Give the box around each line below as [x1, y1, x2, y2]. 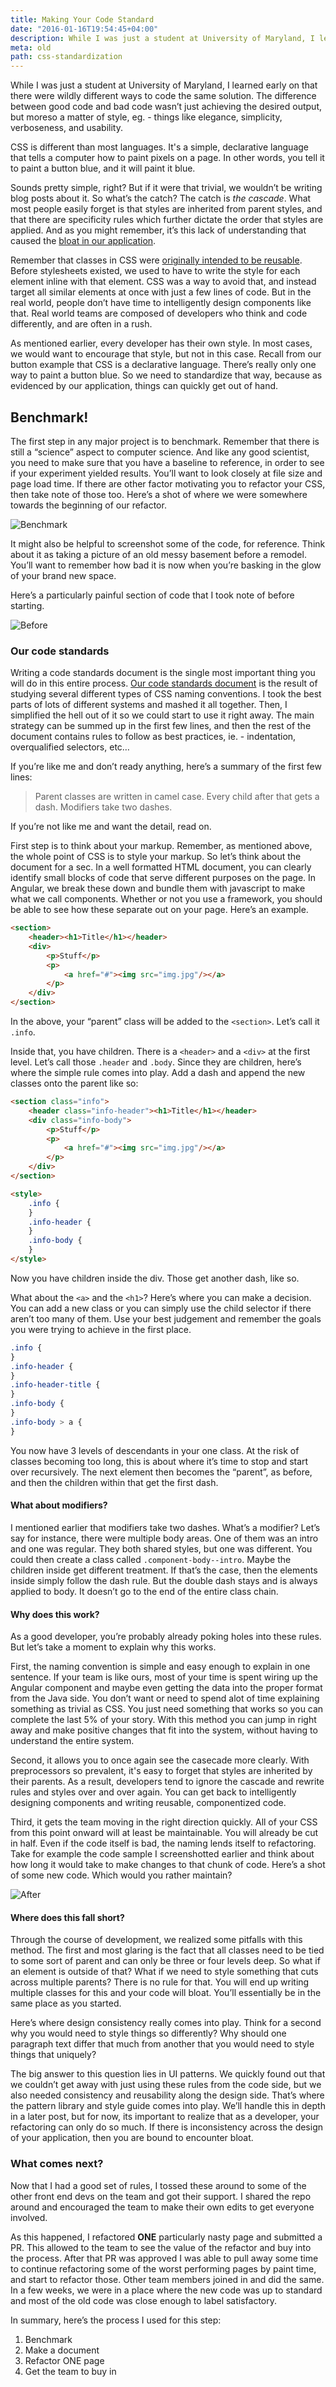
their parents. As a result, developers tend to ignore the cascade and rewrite [10, 1776, 325, 1788]
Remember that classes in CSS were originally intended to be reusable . [10, 254, 303, 266]
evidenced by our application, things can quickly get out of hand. [10, 380, 279, 392]
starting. [10, 599, 45, 611]
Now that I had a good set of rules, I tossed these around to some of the [10, 2179, 307, 2191]
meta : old [10, 42, 52, 53]
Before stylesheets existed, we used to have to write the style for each [10, 265, 301, 277]
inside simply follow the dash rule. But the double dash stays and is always [10, 1574, 318, 1586]
